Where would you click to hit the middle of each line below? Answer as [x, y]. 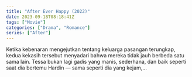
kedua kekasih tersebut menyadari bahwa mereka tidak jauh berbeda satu [95, 56]
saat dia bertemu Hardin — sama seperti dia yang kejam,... [77, 68]
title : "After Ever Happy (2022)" [48, 11]
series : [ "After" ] [28, 33]
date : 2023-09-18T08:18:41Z [40, 17]
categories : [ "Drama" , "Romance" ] [48, 27]
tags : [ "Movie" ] [26, 22]
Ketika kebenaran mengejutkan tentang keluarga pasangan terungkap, [91, 49]
